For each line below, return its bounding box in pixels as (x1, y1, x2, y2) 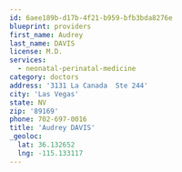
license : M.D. (9, 47, 64, 56)
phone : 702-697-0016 (9, 115, 88, 124)
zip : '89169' (9, 106, 59, 116)
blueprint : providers (9, 22, 92, 31)
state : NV (9, 97, 47, 107)
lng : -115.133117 (17, 148, 84, 157)
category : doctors (9, 73, 79, 82)
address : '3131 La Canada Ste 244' (9, 81, 148, 90)
